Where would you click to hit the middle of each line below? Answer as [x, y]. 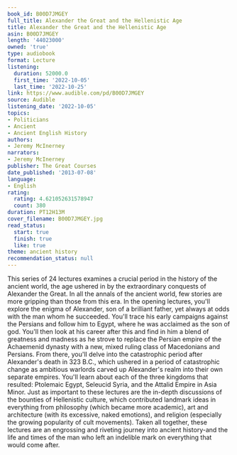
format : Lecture [31, 60]
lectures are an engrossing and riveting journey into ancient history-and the [118, 430]
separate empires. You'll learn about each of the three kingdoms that [108, 377]
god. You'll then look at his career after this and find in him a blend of [108, 332]
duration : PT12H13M [36, 213]
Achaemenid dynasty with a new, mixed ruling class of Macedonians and [114, 347]
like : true [30, 245]
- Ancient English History [47, 133]
